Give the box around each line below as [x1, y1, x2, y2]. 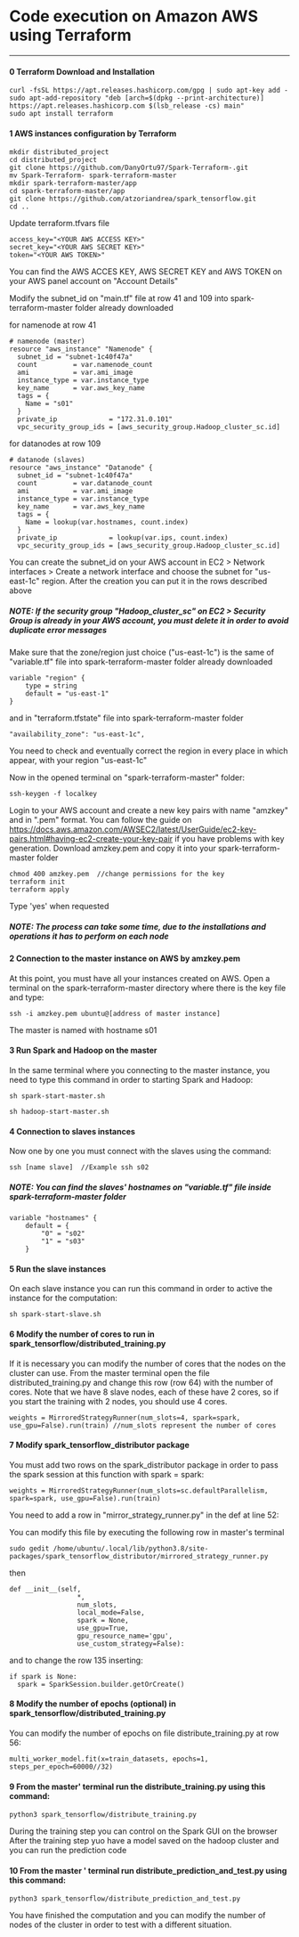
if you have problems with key [174, 834, 285, 844]
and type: [9, 991, 44, 1003]
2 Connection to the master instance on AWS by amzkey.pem [9, 953, 241, 964]
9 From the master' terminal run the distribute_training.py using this [9, 1781, 266, 1792]
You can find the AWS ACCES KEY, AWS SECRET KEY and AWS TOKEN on [9, 266, 283, 277]
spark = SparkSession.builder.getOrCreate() [17, 1680, 185, 1689]
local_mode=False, [77, 1607, 145, 1617]
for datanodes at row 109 [9, 438, 101, 449]
